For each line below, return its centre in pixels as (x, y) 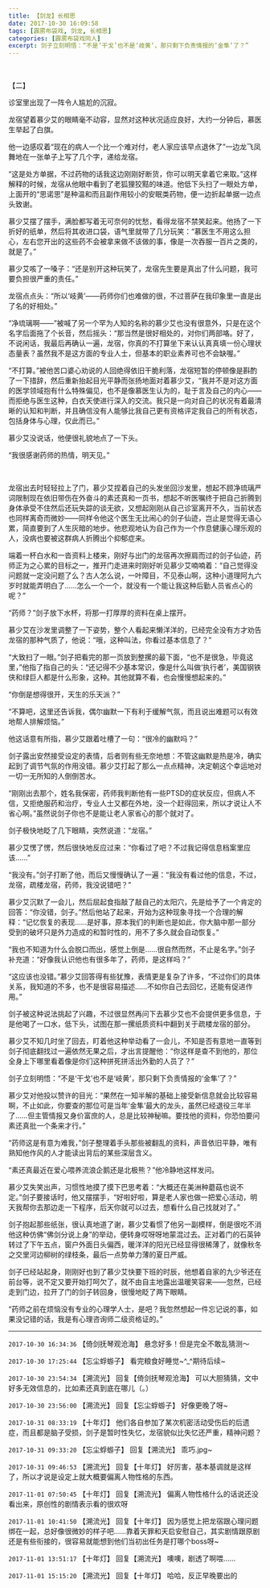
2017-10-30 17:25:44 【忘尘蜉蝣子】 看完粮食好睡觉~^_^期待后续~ (117, 1361)
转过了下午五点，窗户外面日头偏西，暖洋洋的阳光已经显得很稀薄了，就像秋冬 (135, 1245)
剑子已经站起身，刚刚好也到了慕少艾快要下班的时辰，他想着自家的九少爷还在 (135, 1272)
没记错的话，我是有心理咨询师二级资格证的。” (89, 1320)
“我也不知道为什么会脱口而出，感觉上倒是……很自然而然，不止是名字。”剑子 (132, 950)
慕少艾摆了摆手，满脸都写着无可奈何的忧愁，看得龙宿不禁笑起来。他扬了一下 (135, 222)
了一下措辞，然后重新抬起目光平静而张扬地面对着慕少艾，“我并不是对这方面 (133, 380)
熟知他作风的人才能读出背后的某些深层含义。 (82, 1153)
